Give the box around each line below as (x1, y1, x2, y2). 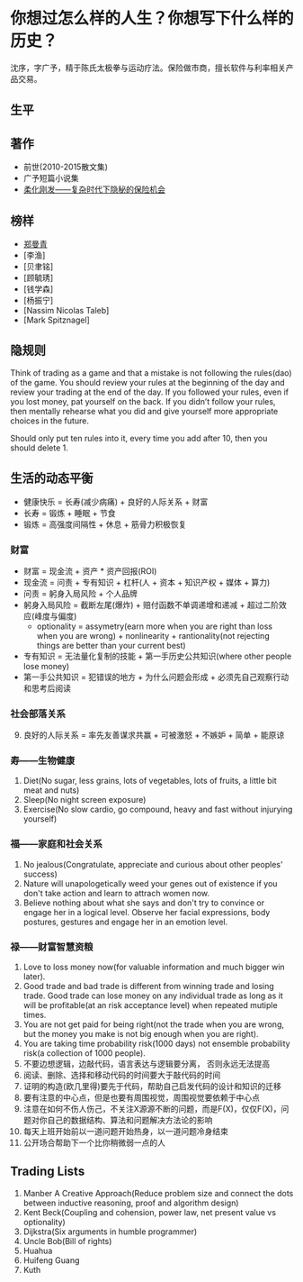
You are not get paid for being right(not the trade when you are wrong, (22, 1019, 285, 1030)
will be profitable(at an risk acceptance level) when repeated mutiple (22, 1000, 278, 1011)
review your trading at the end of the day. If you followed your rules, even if (10, 386, 290, 397)
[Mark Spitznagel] (22, 314, 91, 325)
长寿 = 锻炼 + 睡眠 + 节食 (22, 507, 116, 518)
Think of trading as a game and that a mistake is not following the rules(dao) (10, 367, 292, 378)
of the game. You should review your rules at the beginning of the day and (10, 377, 285, 387)
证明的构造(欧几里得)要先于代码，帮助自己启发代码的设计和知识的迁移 (22, 1081, 282, 1092)
